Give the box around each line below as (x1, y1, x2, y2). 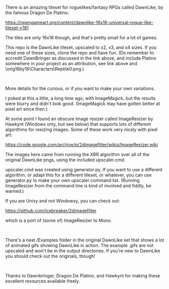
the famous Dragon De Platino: (5, 10, 69, 16)
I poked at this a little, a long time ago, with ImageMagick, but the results (5, 95, 156, 101)
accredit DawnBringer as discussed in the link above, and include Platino (5, 55, 156, 61)
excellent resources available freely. (5, 278, 80, 284)
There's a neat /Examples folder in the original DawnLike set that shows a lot (5, 237, 164, 243)
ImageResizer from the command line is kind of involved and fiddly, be (5, 183, 151, 188)
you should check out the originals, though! (5, 253, 96, 259)
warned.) (5, 188, 24, 194)
